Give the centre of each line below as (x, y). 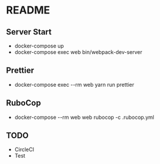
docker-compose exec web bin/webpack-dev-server (78, 52)
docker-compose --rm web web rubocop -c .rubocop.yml (84, 117)
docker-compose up (39, 46)
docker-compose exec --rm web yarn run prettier (74, 84)
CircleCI (24, 149)
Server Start (29, 32)
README (28, 10)
